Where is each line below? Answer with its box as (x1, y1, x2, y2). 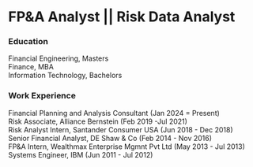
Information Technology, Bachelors (8, 71, 123, 80)
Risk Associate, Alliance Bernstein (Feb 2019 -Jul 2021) (8, 117, 188, 126)
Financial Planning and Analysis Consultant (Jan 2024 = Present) (8, 108, 220, 117)
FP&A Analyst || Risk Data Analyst (8, 8, 236, 26)
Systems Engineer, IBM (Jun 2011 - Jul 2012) (8, 150, 153, 159)
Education (8, 36, 49, 47)
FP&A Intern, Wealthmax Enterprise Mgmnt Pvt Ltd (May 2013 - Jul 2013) (8, 142, 245, 151)
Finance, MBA (8, 62, 54, 72)
